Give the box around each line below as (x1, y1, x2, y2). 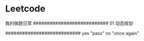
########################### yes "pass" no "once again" (5, 30, 139, 36)
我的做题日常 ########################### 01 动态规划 (5, 20, 133, 26)
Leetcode (5, 3, 46, 14)
